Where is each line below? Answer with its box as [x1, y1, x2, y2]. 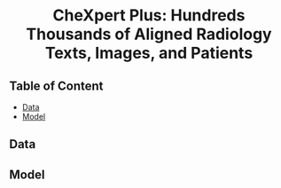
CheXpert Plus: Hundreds [52, 5, 246, 26]
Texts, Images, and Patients [44, 43, 254, 63]
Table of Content [9, 78, 104, 93]
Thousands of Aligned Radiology [26, 24, 272, 44]
